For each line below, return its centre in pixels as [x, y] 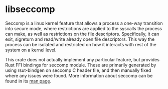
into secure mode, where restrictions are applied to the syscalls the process [83, 28]
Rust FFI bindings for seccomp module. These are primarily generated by [81, 65]
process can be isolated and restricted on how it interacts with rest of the [81, 44]
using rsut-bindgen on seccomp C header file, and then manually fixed [78, 70]
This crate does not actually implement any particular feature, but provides [82, 59]
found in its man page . [28, 81]
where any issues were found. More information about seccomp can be [79, 75]
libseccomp [30, 9]
